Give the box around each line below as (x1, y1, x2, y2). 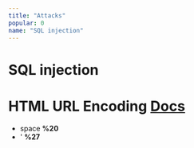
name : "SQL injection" (8, 26, 84, 34)
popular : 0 (8, 19, 45, 27)
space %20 (19, 123, 59, 133)
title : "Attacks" (8, 11, 66, 20)
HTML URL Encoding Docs (8, 97, 186, 115)
